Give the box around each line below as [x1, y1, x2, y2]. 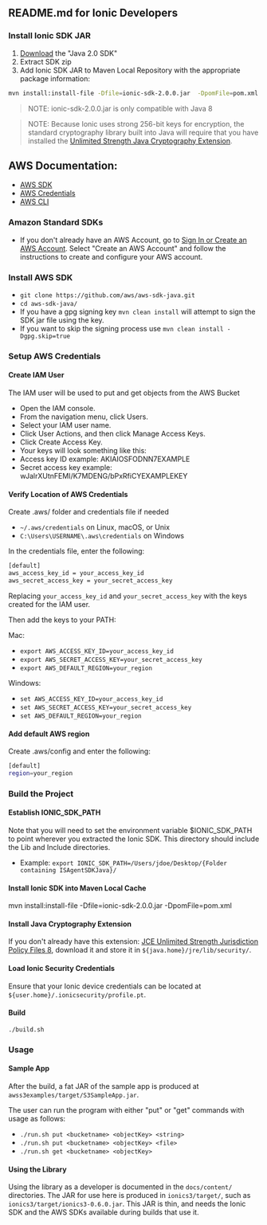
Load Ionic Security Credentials [8, 964, 116, 973]
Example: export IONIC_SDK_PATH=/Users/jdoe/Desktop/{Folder [19, 858, 227, 867]
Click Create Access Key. [19, 437, 103, 447]
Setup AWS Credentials [8, 350, 101, 362]
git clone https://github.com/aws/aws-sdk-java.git [19, 291, 195, 299]
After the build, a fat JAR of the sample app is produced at [8, 1081, 199, 1090]
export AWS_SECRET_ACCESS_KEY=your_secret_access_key [19, 656, 202, 663]
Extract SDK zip [19, 57, 72, 66]
